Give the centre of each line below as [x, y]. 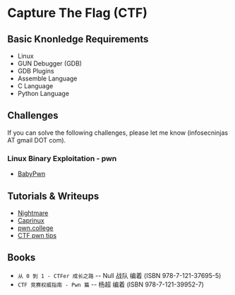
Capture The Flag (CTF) [78, 13]
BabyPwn [31, 174]
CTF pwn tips [37, 235]
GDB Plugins [36, 71]
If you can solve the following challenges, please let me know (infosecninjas [117, 133]
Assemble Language [47, 78]
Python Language [43, 94]
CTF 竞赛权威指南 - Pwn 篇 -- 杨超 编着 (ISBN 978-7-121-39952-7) [111, 284]
